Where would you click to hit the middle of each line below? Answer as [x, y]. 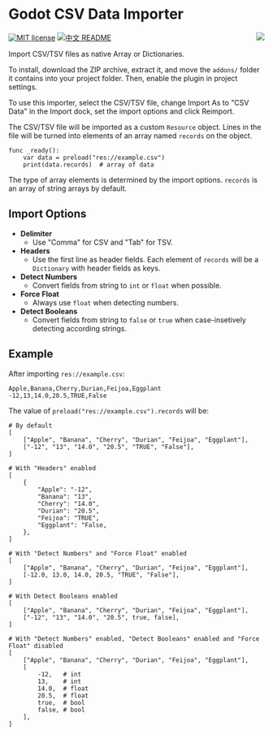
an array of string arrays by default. [68, 188]
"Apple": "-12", [65, 489]
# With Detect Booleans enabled [63, 596]
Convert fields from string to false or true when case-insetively [139, 320]
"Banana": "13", [65, 496]
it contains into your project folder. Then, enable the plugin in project [123, 78]
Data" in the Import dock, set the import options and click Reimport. [121, 111]
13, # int [60, 681]
